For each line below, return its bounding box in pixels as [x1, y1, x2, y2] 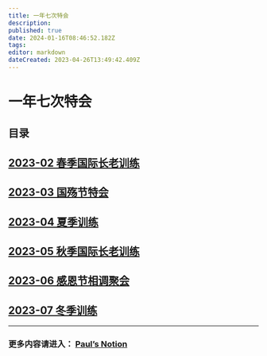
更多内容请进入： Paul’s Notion [8, 339, 128, 350]
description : [8, 19, 52, 27]
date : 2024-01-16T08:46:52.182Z [8, 33, 115, 42]
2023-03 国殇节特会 [8, 186, 109, 199]
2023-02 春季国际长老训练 [8, 156, 141, 169]
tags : [8, 41, 26, 49]
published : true [8, 26, 62, 34]
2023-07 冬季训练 [8, 304, 98, 317]
